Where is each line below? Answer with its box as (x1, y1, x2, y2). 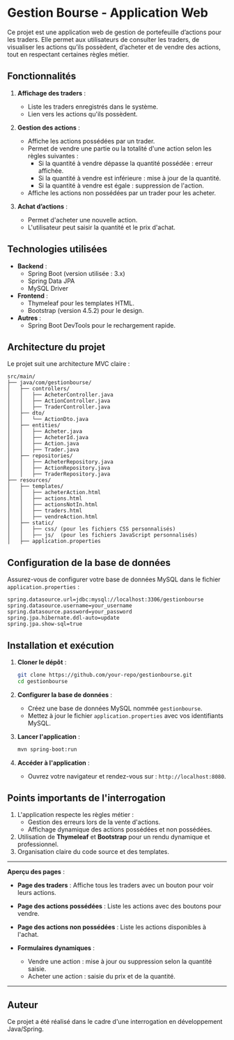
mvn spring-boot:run (17, 746, 77, 753)
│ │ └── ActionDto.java (7, 416, 89, 423)
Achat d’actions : (17, 202, 68, 211)
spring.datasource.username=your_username (7, 602, 132, 609)
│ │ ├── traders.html (7, 507, 82, 514)
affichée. (38, 166, 64, 175)
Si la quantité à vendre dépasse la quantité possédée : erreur (38, 159, 213, 167)
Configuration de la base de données (7, 556, 171, 569)
